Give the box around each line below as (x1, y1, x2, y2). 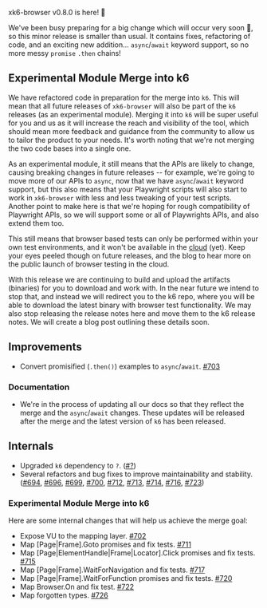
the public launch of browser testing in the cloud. (8, 259, 170, 269)
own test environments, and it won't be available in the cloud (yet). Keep (8, 242, 245, 251)
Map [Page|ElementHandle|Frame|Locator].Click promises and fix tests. (19, 548, 256, 558)
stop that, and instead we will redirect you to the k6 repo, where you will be (8, 291, 255, 301)
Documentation (8, 381, 70, 393)
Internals (8, 440, 54, 453)
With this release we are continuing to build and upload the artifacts (8, 274, 231, 284)
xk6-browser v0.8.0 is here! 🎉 (8, 8, 106, 17)
